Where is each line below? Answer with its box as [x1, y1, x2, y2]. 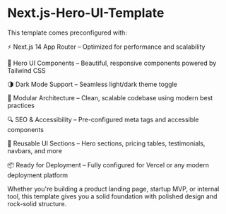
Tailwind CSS [7, 66, 46, 75]
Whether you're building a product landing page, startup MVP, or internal [7, 184, 220, 193]
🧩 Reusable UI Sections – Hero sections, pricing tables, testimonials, [7, 139, 206, 148]
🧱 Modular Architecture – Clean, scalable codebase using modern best [7, 93, 213, 102]
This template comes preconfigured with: [7, 28, 127, 37]
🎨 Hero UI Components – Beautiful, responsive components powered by [7, 59, 217, 67]
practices [7, 101, 35, 109]
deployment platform [7, 171, 69, 179]
